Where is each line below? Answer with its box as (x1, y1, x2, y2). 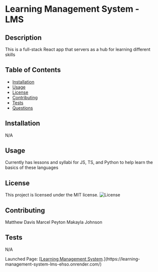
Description (5, 33, 42, 42)
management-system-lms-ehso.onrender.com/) (5, 261, 102, 267)
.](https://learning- (102, 256, 140, 262)
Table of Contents (5, 66, 61, 74)
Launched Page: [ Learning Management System (5, 256, 103, 262)
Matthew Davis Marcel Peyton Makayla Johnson (5, 219, 103, 225)
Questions (12, 105, 33, 111)
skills (5, 52, 16, 57)
